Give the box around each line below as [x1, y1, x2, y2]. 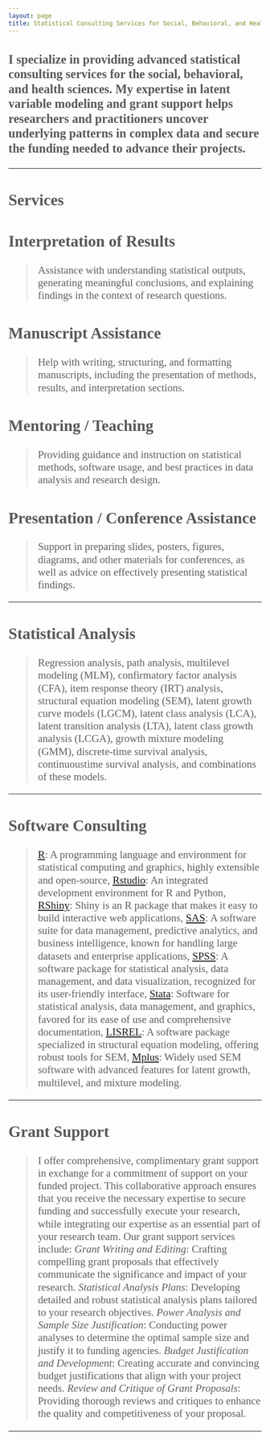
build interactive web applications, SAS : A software [37, 912, 257, 925]
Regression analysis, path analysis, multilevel [37, 656, 231, 670]
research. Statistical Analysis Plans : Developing [37, 1280, 241, 1294]
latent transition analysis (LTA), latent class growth [37, 720, 254, 732]
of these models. [37, 769, 107, 783]
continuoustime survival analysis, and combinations [37, 757, 257, 770]
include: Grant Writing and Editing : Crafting [37, 1243, 227, 1256]
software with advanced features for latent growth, [37, 1063, 251, 1077]
